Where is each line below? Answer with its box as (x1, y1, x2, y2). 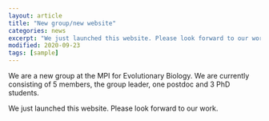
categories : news (8, 26, 66, 34)
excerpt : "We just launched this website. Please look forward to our (8, 34, 249, 42)
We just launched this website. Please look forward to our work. (8, 103, 219, 113)
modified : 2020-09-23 (8, 42, 81, 50)
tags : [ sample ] (8, 49, 59, 57)
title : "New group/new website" (8, 19, 116, 27)
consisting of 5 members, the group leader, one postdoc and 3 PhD (8, 79, 231, 89)
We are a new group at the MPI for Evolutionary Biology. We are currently (8, 71, 250, 80)
